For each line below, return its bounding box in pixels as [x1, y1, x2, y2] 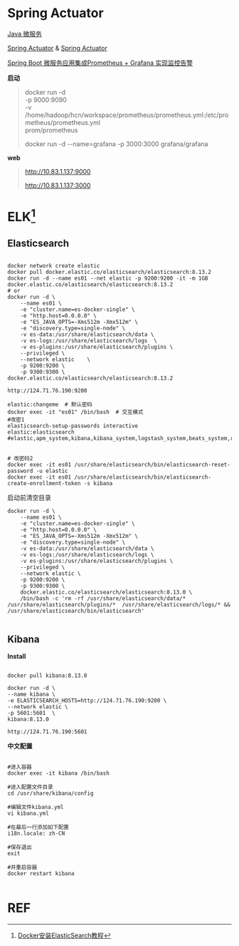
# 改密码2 [7, 455, 33, 462]
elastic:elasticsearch [7, 429, 75, 436]
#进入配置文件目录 [7, 783, 53, 791]
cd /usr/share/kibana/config [7, 790, 94, 797]
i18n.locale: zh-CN [7, 830, 65, 838]
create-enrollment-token [7, 480, 81, 487]
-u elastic [36, 467, 69, 475]
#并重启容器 [7, 864, 38, 871]
